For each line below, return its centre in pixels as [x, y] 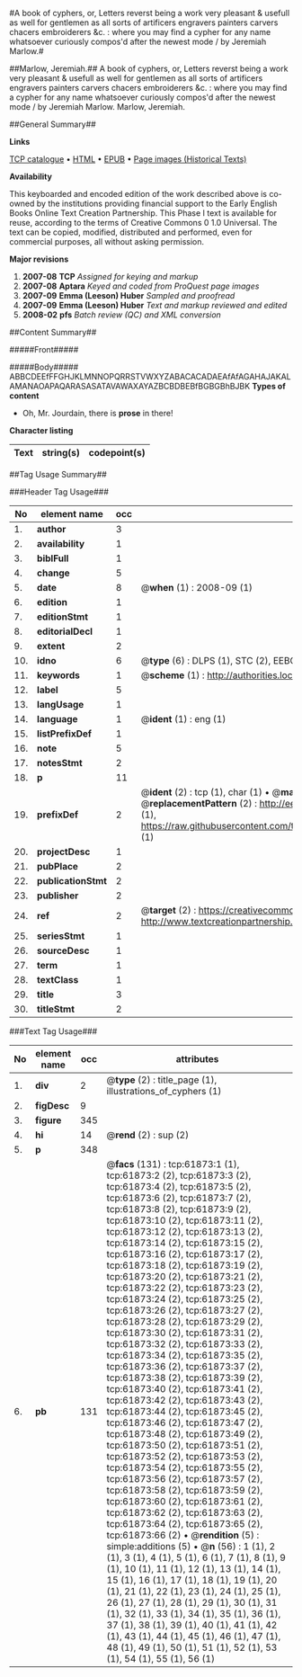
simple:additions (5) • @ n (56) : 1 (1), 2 [191, 1546]
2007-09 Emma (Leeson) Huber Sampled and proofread [129, 295]
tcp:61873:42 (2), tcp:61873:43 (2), [185, 1400]
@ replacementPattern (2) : [199, 803]
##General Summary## [53, 124]
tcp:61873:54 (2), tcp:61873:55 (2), [185, 1467]
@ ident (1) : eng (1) [183, 719]
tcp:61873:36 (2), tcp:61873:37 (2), [185, 1366]
